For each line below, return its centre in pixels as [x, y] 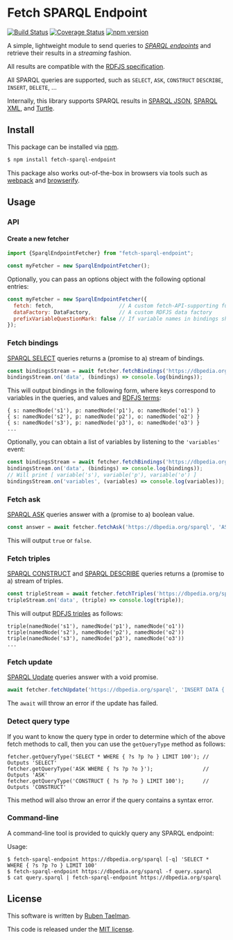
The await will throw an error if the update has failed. [83, 703]
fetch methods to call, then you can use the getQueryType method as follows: [116, 744]
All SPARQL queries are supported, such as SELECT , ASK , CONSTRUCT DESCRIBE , [115, 80]
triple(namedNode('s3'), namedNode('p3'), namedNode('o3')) [96, 639]
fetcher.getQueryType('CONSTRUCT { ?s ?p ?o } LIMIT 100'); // [108, 781]
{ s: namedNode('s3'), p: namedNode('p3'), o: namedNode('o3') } [103, 423]
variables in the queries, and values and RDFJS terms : [84, 398]
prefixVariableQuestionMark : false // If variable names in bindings [116, 319]
